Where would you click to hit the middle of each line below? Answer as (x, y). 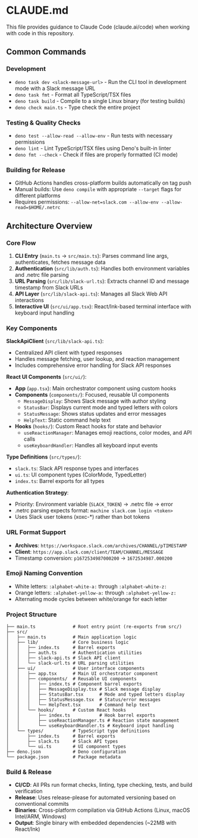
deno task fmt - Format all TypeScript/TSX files (73, 94)
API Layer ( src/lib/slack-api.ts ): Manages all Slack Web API (91, 294)
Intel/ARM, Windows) (40, 817)
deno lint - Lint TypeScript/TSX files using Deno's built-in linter (93, 148)
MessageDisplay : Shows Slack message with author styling (95, 401)
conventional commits (42, 804)
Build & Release (29, 772)
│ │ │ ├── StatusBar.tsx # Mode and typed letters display (95, 694)
